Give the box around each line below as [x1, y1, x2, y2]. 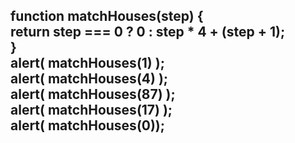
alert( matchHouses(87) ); [10, 86, 176, 103]
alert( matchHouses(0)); [10, 117, 165, 134]
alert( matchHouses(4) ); [10, 70, 168, 88]
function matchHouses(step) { [10, 8, 204, 25]
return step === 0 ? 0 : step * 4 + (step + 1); [10, 24, 286, 41]
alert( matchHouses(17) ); [10, 102, 173, 119]
